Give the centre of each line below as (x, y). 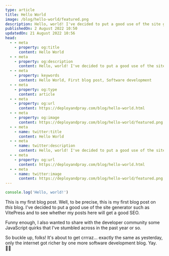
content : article (37, 94)
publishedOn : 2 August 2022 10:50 (41, 29)
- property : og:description (44, 61)
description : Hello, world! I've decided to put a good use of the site (83, 24)
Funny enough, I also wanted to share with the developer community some (82, 222)
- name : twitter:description (45, 146)
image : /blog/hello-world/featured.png (47, 19)
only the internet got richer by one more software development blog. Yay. (81, 243)
